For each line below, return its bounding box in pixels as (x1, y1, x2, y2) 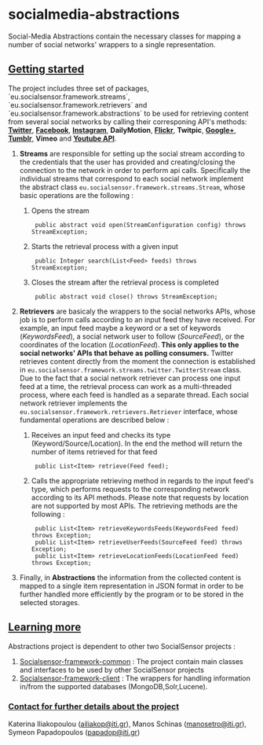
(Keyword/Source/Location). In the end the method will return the (31, 439, 243, 448)
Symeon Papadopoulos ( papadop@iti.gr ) (8, 727, 141, 736)
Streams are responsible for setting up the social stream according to (19, 149, 245, 158)
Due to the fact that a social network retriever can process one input (19, 373, 241, 383)
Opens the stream (31, 206, 90, 215)
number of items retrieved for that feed (31, 446, 158, 457)
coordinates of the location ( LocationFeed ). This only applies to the (19, 339, 239, 349)
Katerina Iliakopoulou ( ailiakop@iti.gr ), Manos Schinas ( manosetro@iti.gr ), (8, 719, 247, 728)
